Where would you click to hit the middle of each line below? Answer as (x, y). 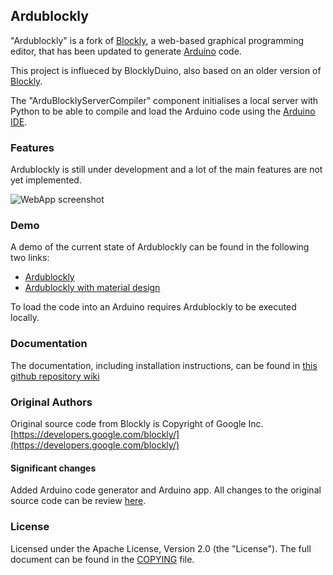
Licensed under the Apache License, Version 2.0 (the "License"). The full (161, 548)
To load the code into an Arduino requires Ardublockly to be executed (153, 307)
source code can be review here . (78, 501)
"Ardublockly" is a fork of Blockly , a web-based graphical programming (157, 40)
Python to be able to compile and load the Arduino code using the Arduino (163, 111)
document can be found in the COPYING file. (102, 559)
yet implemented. (46, 180)
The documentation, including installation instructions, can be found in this (164, 365)
